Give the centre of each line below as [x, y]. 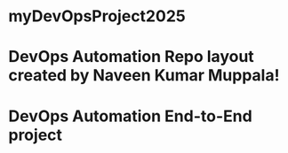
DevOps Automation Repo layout [131, 57]
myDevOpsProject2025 [97, 16]
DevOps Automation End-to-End [130, 116]
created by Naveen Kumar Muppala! [144, 76]
